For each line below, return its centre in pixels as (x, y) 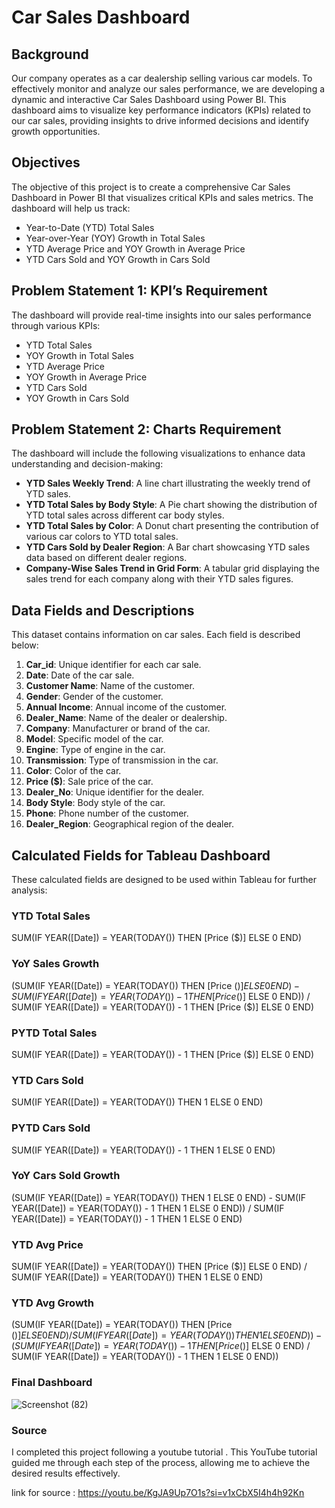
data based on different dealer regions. (106, 558)
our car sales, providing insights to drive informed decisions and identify (160, 120)
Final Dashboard (52, 1383)
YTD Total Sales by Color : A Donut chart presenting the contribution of (172, 526)
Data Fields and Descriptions (103, 610)
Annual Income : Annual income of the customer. (126, 707)
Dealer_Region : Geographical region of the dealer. (130, 824)
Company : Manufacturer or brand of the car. (118, 728)
